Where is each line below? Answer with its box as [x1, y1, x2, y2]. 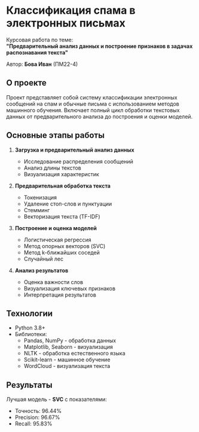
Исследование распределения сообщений [23, 158, 133, 165]
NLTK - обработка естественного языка [23, 350, 125, 357]
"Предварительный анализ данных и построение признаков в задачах [6, 43, 193, 50]
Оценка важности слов [23, 278, 84, 285]
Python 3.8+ [14, 324, 46, 331]
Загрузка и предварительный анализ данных [14, 146, 134, 153]
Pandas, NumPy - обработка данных [23, 337, 117, 345]
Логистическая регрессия [23, 236, 91, 243]
